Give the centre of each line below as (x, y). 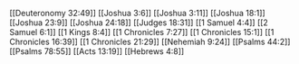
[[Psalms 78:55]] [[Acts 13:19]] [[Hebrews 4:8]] (97, 51)
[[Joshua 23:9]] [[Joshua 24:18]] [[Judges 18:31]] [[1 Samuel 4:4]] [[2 (139, 23)
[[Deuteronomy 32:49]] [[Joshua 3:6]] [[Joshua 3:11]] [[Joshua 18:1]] (137, 13)
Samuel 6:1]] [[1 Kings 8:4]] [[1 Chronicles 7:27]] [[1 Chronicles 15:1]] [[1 (142, 32)
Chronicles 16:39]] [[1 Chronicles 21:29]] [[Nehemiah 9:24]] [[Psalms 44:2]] (150, 41)
